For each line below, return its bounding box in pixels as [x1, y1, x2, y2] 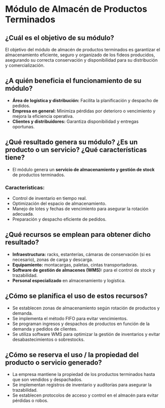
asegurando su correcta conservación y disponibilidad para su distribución [5, 57, 158, 63]
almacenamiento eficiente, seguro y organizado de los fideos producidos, [5, 52, 155, 58]
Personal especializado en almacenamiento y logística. [12, 277, 126, 283]
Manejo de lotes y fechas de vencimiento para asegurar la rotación [12, 206, 149, 212]
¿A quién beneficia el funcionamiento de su [5, 76, 142, 85]
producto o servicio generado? [5, 358, 102, 367]
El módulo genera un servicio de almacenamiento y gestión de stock [12, 166, 155, 172]
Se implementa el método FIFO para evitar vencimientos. [12, 315, 128, 321]
